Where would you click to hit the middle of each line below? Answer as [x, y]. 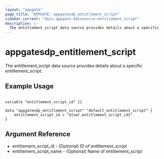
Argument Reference [38, 134]
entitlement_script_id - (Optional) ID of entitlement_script [69, 146]
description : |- [22, 23]
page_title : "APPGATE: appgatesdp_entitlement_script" [62, 14]
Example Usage [29, 86]
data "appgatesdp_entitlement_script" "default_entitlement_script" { [79, 110]
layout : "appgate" [24, 10]
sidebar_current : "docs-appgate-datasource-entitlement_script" [72, 19]
